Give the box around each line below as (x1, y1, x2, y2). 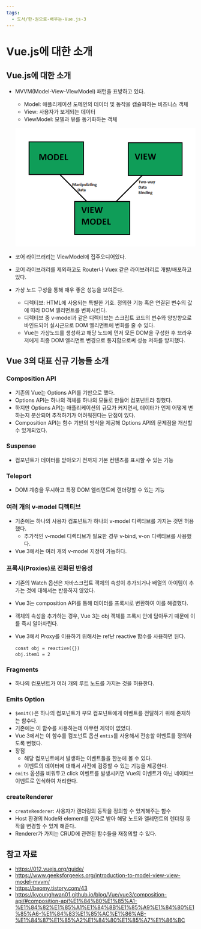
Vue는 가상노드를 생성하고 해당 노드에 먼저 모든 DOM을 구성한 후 (23, 329, 176, 336)
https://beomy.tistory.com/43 (14, 884, 88, 892)
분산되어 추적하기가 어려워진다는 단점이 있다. (31, 411, 136, 419)
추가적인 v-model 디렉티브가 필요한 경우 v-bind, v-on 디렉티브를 (23, 533, 176, 540)
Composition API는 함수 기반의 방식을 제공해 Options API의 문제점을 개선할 (14, 419, 193, 426)
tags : (6, 10, 20, 16)
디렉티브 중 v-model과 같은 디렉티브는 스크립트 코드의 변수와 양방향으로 (23, 314, 192, 321)
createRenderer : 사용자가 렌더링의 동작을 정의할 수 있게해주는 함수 (14, 807, 171, 815)
